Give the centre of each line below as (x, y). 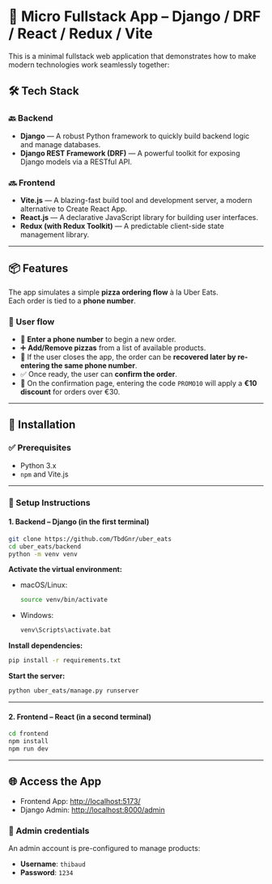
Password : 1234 (47, 872)
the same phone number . (94, 366)
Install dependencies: (46, 645)
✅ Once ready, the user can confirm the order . (99, 374)
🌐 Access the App (55, 782)
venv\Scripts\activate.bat (66, 630)
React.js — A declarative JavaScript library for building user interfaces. (139, 217)
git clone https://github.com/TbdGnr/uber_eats (90, 539)
